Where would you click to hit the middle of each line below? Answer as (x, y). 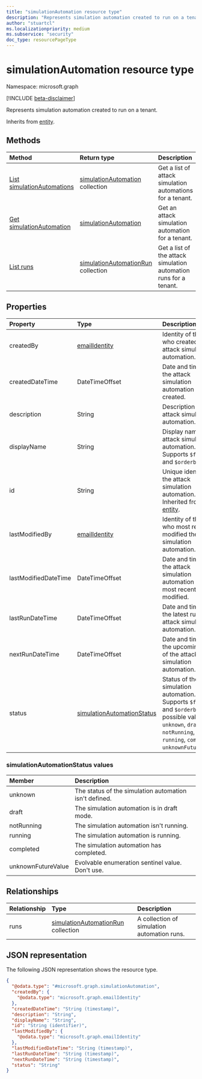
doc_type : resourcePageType (41, 40)
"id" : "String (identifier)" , (49, 1026)
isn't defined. (93, 798)
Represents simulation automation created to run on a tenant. (82, 110)
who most (176, 527)
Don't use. (89, 870)
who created (180, 342)
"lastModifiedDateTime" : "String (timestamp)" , (72, 1048)
